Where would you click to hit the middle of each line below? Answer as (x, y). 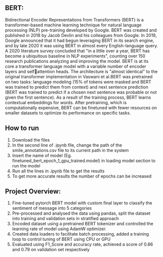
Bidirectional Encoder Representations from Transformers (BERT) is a (74, 19)
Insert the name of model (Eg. (42, 155)
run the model (26, 165)
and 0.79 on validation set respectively (51, 250)
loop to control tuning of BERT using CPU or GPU (61, 239)
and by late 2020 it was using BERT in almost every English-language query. (81, 45)
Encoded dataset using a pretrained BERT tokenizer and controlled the (82, 224)
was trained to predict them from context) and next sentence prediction (77, 87)
